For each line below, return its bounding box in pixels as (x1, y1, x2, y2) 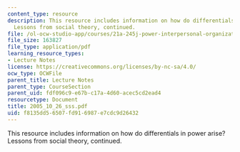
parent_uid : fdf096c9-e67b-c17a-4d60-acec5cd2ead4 (7, 89, 161, 97)
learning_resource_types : (7, 50, 84, 58)
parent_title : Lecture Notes (7, 76, 94, 84)
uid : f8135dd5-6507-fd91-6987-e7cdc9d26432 (7, 109, 139, 116)
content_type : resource (7, 10, 79, 18)
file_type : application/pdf (7, 43, 91, 50)
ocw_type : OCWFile (7, 70, 62, 77)
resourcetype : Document (7, 97, 79, 104)
